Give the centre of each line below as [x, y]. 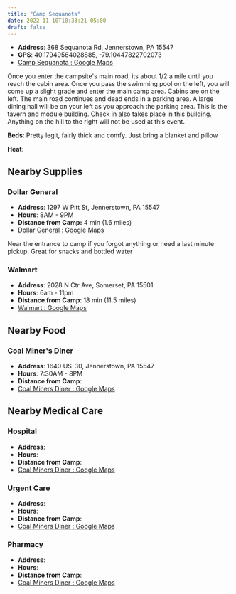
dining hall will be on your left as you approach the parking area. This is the [117, 107]
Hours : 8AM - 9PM [45, 215]
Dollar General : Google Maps [61, 230]
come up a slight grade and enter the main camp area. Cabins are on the [113, 91]
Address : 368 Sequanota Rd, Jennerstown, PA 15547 [96, 48]
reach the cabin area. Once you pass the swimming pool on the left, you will [118, 84]
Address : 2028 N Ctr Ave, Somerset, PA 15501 [85, 285]
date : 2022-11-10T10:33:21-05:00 [57, 21]
